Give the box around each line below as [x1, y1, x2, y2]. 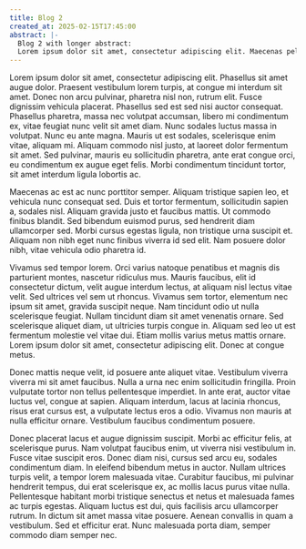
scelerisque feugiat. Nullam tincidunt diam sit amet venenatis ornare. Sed [9, 310, 284, 321]
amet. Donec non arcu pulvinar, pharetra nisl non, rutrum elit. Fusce [9, 92, 262, 103]
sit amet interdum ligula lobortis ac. [9, 169, 141, 180]
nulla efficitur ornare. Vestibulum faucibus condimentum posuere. [9, 415, 256, 426]
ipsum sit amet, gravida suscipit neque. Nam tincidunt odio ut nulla [9, 301, 260, 312]
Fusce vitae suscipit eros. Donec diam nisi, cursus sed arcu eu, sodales [9, 452, 278, 463]
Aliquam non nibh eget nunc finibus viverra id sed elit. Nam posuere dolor [9, 235, 286, 246]
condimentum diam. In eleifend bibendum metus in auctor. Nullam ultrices [9, 462, 287, 473]
